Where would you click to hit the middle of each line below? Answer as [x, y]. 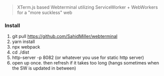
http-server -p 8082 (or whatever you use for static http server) [78, 57]
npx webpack [26, 47]
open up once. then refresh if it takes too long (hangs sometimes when [86, 63]
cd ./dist [21, 52]
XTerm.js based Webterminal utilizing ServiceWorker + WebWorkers [87, 7]
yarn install [23, 41]
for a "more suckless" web [45, 12]
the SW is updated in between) [44, 68]
